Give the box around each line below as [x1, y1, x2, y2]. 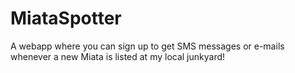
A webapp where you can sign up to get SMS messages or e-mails [10, 40, 285, 52]
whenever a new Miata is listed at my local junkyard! [10, 50, 226, 62]
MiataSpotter [10, 7, 122, 30]
